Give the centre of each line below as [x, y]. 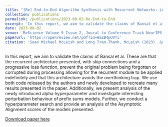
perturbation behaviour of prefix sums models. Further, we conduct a [76, 99]
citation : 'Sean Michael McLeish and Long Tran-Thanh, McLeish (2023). [81, 42]
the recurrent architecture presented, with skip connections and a [73, 62]
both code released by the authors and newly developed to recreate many [81, 83]
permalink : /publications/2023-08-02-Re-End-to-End [60, 19]
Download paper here [27, 119]
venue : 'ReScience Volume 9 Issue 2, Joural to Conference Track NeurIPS [84, 33]
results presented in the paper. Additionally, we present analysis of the [78, 88]
